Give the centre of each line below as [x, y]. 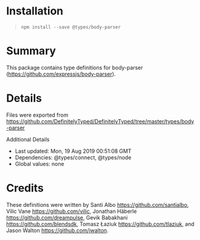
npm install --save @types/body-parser [71, 27]
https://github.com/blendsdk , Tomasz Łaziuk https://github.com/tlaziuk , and [100, 224]
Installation [35, 11]
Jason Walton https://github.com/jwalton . [57, 230]
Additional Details [28, 139]
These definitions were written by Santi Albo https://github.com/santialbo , [98, 205]
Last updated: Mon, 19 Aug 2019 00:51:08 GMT [73, 151]
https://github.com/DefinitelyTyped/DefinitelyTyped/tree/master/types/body [100, 121]
